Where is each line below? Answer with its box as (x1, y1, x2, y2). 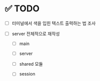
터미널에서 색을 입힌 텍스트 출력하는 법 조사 (11, 20, 96, 26)
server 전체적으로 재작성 (11, 31, 60, 37)
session (19, 71, 35, 77)
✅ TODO (4, 3, 40, 14)
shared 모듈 (19, 61, 43, 67)
